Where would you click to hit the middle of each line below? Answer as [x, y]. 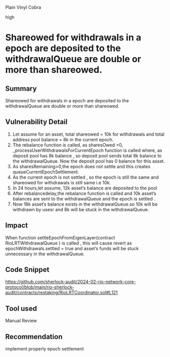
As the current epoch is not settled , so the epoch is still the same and [86, 177]
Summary [21, 88]
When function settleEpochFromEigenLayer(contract [60, 237]
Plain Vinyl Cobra [23, 7]
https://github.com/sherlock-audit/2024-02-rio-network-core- [71, 282]
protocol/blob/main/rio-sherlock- [40, 287]
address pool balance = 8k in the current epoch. [63, 139]
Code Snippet [27, 270]
